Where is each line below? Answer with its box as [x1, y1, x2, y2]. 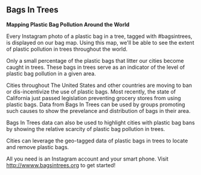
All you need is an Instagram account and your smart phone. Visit [6, 155, 169, 162]
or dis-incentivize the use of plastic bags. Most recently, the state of [6, 87, 176, 95]
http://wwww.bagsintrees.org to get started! [6, 161, 116, 168]
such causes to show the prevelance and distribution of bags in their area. [6, 107, 191, 114]
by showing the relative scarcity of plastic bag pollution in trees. [6, 125, 165, 132]
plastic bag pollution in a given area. [6, 69, 97, 77]
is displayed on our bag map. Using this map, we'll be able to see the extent [6, 39, 194, 46]
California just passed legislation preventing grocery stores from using [6, 94, 181, 101]
